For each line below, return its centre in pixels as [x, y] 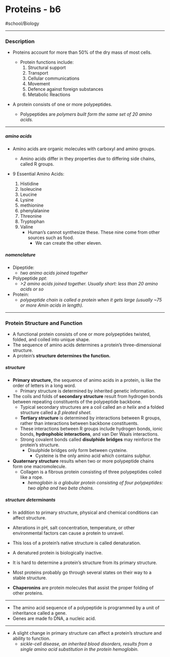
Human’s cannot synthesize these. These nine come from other [94, 233]
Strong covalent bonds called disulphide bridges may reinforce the [90, 440]
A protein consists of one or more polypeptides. [62, 105]
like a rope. [32, 477]
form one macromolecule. [39, 467]
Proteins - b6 [33, 9]
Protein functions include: [47, 62]
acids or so [32, 289]
